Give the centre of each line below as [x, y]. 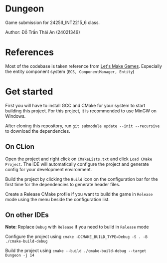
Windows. [15, 116]
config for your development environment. [49, 169]
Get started [29, 92]
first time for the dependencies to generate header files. [63, 184]
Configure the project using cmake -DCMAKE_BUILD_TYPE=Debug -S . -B [77, 237]
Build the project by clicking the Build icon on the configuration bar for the [82, 179]
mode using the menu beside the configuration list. [57, 199]
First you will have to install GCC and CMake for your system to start [75, 105]
